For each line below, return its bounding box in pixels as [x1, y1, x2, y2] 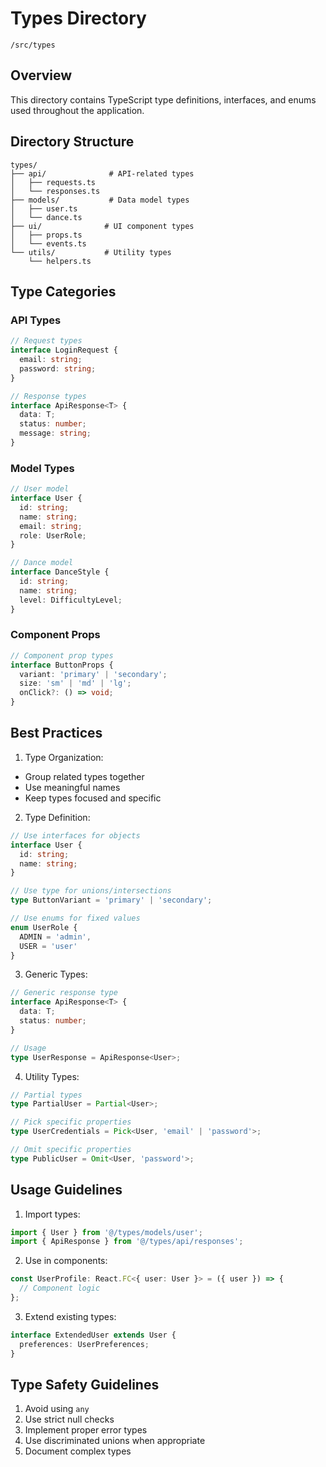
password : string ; [19, 363, 97, 374]
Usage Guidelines [10, 1182, 123, 1199]
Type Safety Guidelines [10, 1376, 160, 1393]
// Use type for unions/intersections [10, 886, 172, 896]
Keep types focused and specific [24, 792, 162, 804]
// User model [10, 484, 70, 494]
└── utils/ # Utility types [10, 247, 172, 257]
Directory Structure [10, 133, 135, 151]
